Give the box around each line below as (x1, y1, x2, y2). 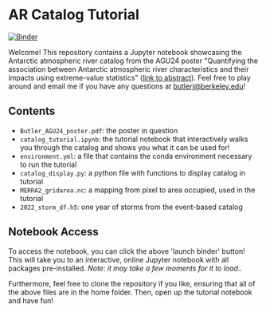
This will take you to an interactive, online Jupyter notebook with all (8, 255, 229, 264)
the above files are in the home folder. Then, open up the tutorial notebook (8, 287, 252, 297)
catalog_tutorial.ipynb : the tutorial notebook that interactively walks (19, 134, 248, 144)
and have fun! (8, 295, 54, 305)
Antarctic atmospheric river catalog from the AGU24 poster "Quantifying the (8, 56, 259, 65)
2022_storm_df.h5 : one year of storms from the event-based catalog (19, 202, 243, 211)
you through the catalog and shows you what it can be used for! (19, 142, 230, 152)
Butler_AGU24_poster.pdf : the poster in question (19, 125, 178, 135)
